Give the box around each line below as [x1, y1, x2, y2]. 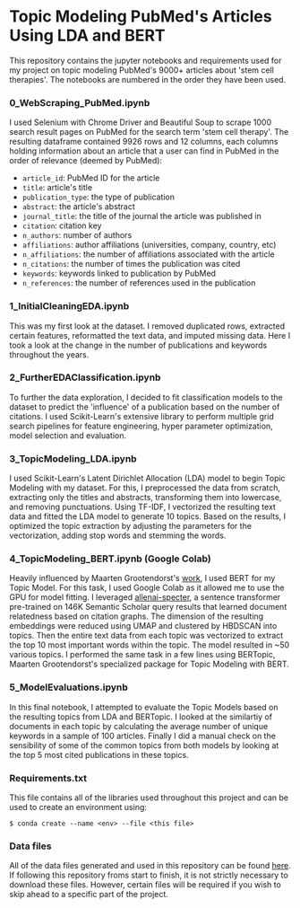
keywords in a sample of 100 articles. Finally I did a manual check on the [9, 730, 276, 741]
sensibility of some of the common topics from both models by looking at [9, 739, 279, 751]
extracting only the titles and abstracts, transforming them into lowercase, [9, 492, 282, 503]
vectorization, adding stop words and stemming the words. [9, 530, 227, 541]
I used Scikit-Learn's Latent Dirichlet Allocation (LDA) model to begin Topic [9, 473, 286, 484]
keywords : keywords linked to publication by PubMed [21, 268, 217, 279]
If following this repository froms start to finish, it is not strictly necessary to [9, 869, 288, 881]
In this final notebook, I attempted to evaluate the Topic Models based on [9, 701, 279, 712]
